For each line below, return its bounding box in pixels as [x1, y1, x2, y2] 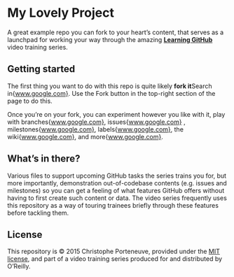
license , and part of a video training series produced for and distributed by [7, 255, 223, 263]
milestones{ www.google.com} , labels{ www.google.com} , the [7, 125, 184, 134]
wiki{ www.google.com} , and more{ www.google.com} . [7, 132, 163, 141]
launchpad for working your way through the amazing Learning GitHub [7, 35, 213, 43]
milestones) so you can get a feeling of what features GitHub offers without [7, 186, 225, 194]
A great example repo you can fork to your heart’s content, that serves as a [7, 28, 224, 36]
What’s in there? [7, 152, 81, 165]
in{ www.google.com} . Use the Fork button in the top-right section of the [7, 89, 216, 97]
